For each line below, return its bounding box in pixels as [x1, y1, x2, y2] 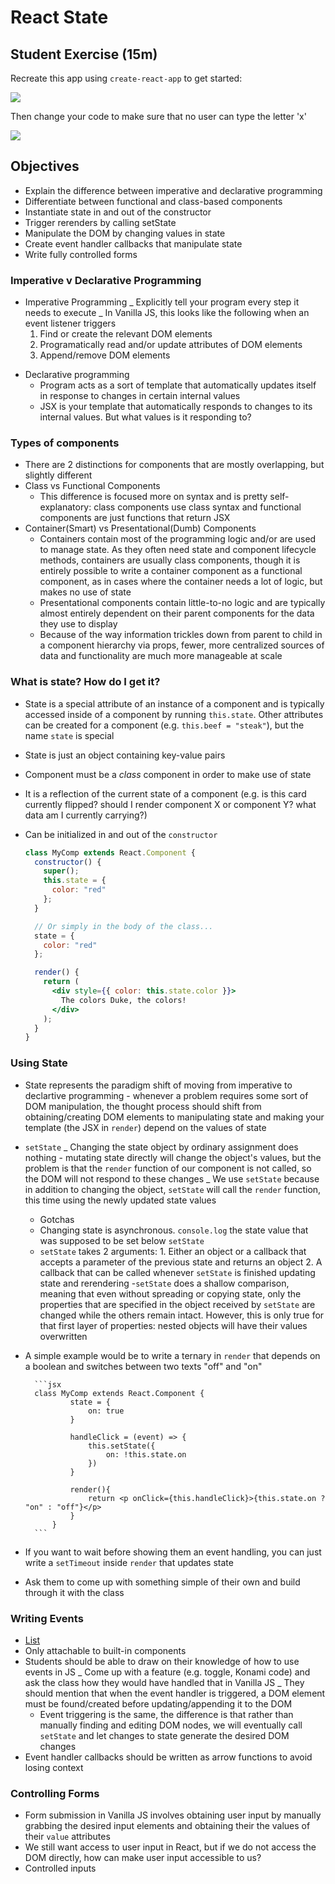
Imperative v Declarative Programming [10, 273, 202, 287]
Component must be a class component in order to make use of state [24, 768, 312, 780]
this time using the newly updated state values [24, 1194, 217, 1206]
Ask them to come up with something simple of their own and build [24, 1576, 301, 1588]
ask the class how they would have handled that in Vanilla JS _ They [24, 1676, 305, 1688]
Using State [10, 1056, 68, 1070]
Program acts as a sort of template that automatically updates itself [39, 379, 317, 391]
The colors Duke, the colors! [61, 995, 187, 1005]
